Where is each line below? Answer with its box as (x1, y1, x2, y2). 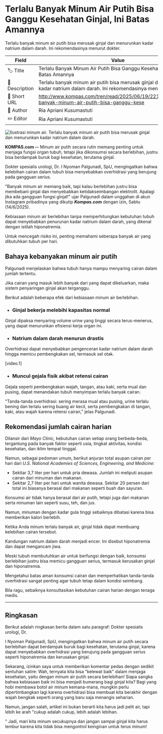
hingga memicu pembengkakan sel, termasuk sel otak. (5, 351, 114, 357)
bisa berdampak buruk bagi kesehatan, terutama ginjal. (5, 154, 115, 160)
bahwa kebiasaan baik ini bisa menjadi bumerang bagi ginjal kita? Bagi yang (5, 679, 157, 685)
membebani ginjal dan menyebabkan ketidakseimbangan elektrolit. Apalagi (5, 188, 155, 194)
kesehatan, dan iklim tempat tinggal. (5, 446, 78, 452)
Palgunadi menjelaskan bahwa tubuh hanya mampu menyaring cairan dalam (5, 265, 158, 271)
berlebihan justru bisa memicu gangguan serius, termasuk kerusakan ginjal (5, 558, 155, 564)
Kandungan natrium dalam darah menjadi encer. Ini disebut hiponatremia (5, 538, 150, 545)
